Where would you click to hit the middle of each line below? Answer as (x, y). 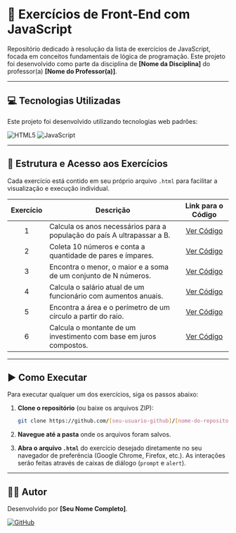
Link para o (204, 206)
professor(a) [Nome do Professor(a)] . (62, 71)
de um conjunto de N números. (100, 275)
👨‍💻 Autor (27, 492)
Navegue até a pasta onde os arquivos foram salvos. (94, 434)
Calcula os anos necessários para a (107, 226)
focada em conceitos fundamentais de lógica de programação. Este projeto (117, 56)
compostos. (68, 345)
